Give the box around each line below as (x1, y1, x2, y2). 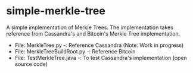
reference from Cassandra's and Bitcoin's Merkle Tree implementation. (6, 30, 180, 37)
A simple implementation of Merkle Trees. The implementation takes (6, 24, 174, 31)
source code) (14, 61, 48, 68)
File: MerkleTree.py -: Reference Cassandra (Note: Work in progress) (14, 42, 184, 49)
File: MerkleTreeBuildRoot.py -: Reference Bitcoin (14, 47, 136, 55)
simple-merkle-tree (6, 4, 105, 18)
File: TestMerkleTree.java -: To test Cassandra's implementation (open (14, 54, 188, 61)
